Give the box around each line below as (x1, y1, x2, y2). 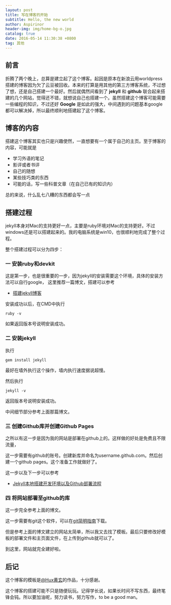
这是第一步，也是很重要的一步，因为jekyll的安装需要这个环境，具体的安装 (5, 273, 159, 279)
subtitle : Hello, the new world (5, 17, 74, 22)
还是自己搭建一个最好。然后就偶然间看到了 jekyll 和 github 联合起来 (18, 88, 161, 94)
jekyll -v (5, 388, 26, 393)
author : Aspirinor (5, 21, 44, 27)
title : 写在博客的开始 (5, 12, 48, 17)
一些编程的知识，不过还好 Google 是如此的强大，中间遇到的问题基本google (5, 101, 163, 107)
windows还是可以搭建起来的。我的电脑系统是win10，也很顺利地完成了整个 (5, 229, 161, 235)
